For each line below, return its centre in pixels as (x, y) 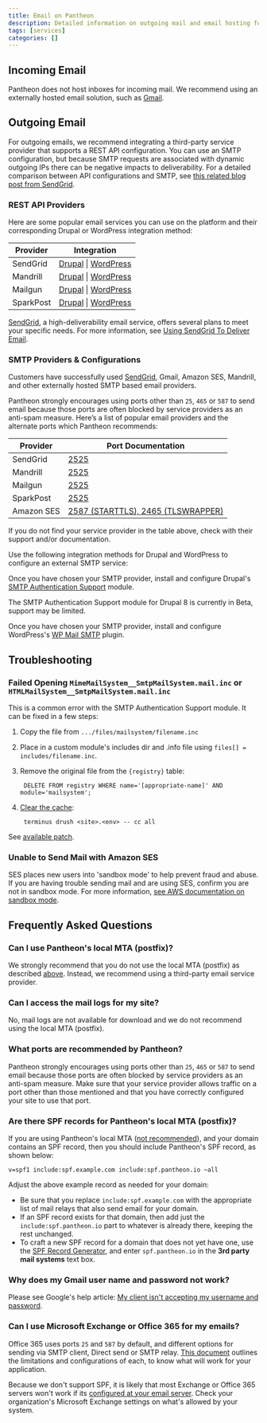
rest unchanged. (46, 1234)
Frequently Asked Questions (81, 925)
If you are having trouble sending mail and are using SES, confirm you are (128, 883)
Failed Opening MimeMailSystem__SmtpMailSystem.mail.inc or (125, 682)
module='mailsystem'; (55, 793)
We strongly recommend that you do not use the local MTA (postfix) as (124, 965)
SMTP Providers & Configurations (75, 360)
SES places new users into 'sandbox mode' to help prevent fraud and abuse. (133, 875)
